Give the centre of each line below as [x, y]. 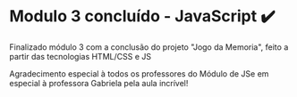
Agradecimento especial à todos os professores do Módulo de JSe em [139, 73]
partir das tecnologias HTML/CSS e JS [81, 56]
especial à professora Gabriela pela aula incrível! [99, 83]
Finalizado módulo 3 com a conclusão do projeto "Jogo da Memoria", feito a [149, 47]
